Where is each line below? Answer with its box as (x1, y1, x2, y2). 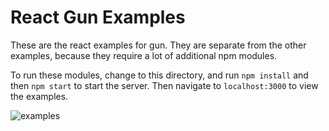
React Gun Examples (10, 6, 186, 29)
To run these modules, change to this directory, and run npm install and (10, 69, 309, 81)
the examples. (10, 90, 69, 102)
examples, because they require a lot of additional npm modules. (10, 49, 278, 61)
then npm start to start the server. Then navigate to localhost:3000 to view (10, 79, 319, 91)
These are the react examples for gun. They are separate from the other (10, 39, 307, 51)
